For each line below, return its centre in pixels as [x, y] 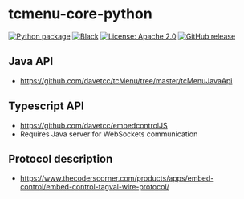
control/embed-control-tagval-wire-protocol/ [95, 187]
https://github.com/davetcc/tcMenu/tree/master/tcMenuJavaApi [126, 80]
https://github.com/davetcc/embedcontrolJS [94, 125]
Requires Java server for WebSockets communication [109, 134]
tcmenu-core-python [80, 14]
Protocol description [61, 158]
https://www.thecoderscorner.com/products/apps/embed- [117, 178]
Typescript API [46, 106]
